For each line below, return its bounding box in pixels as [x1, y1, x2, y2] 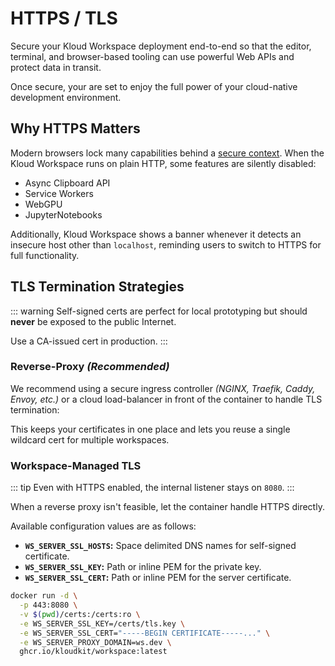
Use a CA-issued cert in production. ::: [10, 335, 168, 347]
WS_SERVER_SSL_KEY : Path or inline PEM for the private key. [24, 561, 262, 573]
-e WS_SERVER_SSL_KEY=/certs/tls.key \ [19, 618, 186, 629]
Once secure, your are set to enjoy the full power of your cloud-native [10, 80, 298, 92]
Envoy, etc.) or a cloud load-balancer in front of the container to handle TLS [10, 393, 323, 405]
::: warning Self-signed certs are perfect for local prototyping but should [10, 305, 308, 317]
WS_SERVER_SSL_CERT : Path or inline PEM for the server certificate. [24, 572, 292, 584]
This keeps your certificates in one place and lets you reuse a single [10, 423, 291, 435]
